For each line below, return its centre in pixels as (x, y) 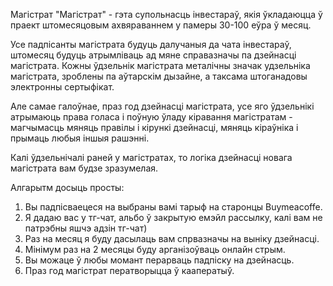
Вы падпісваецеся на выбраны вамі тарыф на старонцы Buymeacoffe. (173, 207)
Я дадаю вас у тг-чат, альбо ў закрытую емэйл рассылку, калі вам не (173, 217)
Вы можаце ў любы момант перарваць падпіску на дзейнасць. (159, 260)
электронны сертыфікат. (62, 87)
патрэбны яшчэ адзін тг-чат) (86, 228)
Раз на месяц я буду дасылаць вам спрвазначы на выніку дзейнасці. (172, 238)
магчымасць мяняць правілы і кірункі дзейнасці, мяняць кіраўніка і (154, 127)
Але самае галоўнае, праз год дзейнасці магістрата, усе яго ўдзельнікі (162, 106)
